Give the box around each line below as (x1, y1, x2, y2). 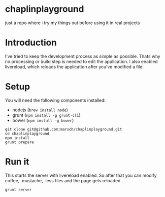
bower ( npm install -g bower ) (12, 117, 74, 123)
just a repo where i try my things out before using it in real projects (5, 20, 140, 26)
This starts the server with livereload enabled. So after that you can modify (5, 172, 157, 178)
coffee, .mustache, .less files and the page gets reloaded (5, 177, 121, 183)
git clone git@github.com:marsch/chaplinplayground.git (5, 127, 122, 131)
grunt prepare (5, 139, 34, 145)
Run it (5, 156, 30, 167)
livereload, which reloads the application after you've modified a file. (5, 64, 144, 69)
